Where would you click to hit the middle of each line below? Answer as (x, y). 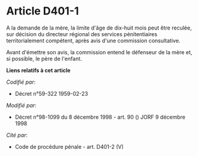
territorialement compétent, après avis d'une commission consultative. (93, 40)
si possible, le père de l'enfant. (44, 58)
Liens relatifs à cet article (38, 70)
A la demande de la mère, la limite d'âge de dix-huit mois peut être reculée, (99, 28)
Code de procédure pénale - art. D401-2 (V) (69, 146)
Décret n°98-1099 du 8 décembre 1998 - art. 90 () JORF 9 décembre (100, 117)
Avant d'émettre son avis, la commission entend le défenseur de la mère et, (99, 52)
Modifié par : (22, 105)
